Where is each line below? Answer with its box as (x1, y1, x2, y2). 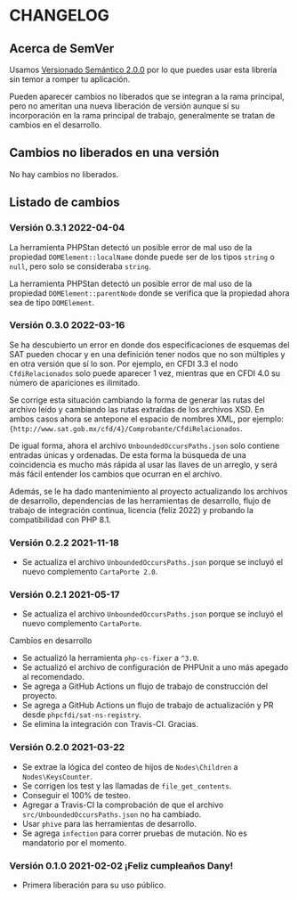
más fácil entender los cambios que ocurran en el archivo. (9, 469, 222, 479)
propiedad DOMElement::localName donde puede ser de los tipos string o (9, 251, 276, 262)
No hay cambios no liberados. (9, 168, 119, 179)
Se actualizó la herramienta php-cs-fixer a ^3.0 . (21, 652, 200, 664)
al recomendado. (21, 672, 85, 682)
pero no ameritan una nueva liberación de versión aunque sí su (9, 101, 240, 111)
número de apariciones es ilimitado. (9, 377, 141, 388)
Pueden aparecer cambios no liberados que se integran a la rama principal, (9, 91, 285, 102)
